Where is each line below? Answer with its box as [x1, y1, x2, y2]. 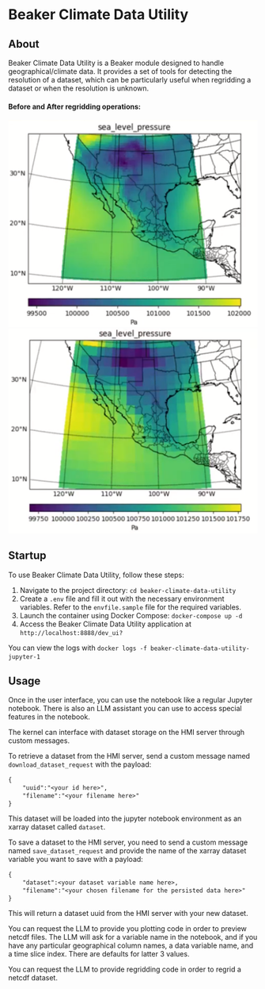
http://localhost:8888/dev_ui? [19, 629, 123, 637]
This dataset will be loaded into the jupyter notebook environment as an [8, 814, 242, 823]
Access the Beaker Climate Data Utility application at [19, 619, 192, 629]
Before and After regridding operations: [8, 102, 141, 111]
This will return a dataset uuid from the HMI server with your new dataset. [8, 909, 248, 918]
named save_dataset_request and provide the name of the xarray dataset [8, 846, 247, 856]
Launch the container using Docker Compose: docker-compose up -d [19, 610, 243, 620]
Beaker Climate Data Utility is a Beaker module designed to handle [8, 58, 224, 67]
